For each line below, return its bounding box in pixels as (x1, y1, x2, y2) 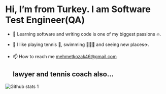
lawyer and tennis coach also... (12, 70, 114, 79)
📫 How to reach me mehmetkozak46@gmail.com (12, 53, 117, 59)
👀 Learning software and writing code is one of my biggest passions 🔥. (12, 31, 161, 37)
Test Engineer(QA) (5, 14, 85, 26)
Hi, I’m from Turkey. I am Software (5, 4, 151, 15)
